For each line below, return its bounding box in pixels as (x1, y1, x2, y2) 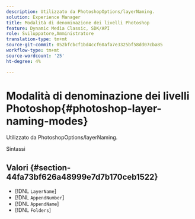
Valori (6, 163, 28, 173)
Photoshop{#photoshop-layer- (6, 101, 162, 115)
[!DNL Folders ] (14, 207, 52, 214)
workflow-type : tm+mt (6, 47, 60, 53)
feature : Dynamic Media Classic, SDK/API (6, 25, 110, 31)
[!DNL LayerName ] (14, 188, 56, 195)
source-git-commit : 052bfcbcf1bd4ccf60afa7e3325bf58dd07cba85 (6, 42, 163, 48)
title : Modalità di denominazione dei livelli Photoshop (6, 20, 150, 26)
